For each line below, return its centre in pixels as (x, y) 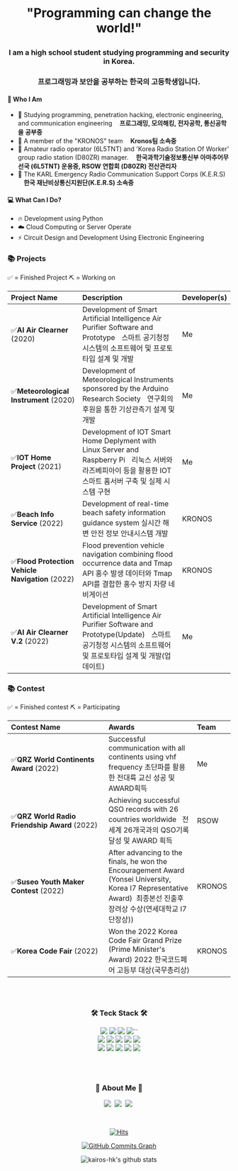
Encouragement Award (147, 870)
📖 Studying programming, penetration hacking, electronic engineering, (120, 115)
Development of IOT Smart (127, 432)
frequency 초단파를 (140, 767)
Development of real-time (126, 504)
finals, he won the (138, 862)
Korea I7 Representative (149, 888)
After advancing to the (146, 853)
